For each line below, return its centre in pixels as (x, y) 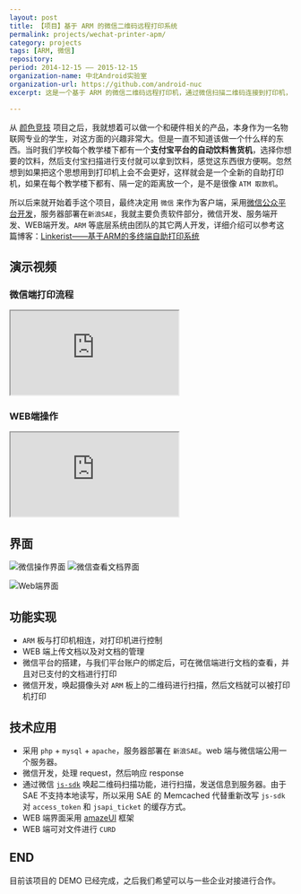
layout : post (34, 17)
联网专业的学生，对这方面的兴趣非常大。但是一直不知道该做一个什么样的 (142, 138)
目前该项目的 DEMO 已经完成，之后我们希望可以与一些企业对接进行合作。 (145, 881)
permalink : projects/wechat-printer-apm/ (88, 34)
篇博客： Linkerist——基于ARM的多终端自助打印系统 (104, 236)
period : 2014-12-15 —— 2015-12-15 (74, 68)
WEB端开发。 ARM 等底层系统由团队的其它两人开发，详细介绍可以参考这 (155, 224)
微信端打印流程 (42, 294)
